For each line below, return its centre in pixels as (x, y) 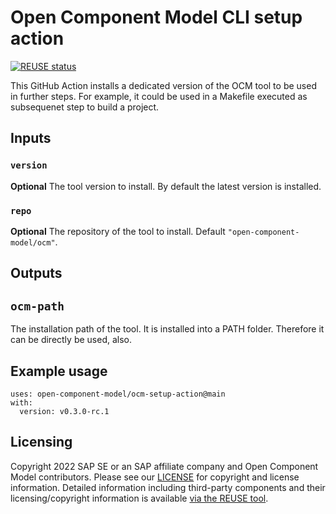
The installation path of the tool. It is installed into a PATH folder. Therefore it (167, 329)
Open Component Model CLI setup (156, 17)
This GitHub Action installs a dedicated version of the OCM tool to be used (163, 85)
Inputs (31, 138)
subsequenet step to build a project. (85, 107)
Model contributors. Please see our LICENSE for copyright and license (155, 477)
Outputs (36, 273)
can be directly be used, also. (71, 340)
